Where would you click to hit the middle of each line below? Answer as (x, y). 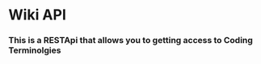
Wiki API (38, 15)
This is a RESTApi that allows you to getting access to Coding (130, 41)
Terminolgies (35, 50)
